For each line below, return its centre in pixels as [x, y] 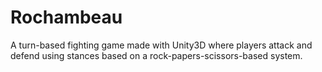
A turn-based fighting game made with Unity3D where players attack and [161, 45]
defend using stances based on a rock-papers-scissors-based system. [156, 55]
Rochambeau [66, 17]
